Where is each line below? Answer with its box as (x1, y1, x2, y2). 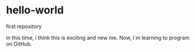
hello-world (6, 4, 64, 17)
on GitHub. (6, 40, 32, 47)
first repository (6, 23, 42, 30)
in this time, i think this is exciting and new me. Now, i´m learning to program (6, 34, 190, 41)
